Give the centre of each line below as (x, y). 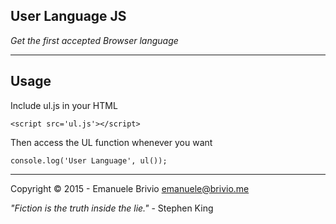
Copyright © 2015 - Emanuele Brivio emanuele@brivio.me (130, 188)
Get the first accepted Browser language (94, 40)
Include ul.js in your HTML (64, 105)
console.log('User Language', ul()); (89, 160)
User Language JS (68, 16)
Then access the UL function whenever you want (111, 142)
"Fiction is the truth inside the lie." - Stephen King (112, 208)
